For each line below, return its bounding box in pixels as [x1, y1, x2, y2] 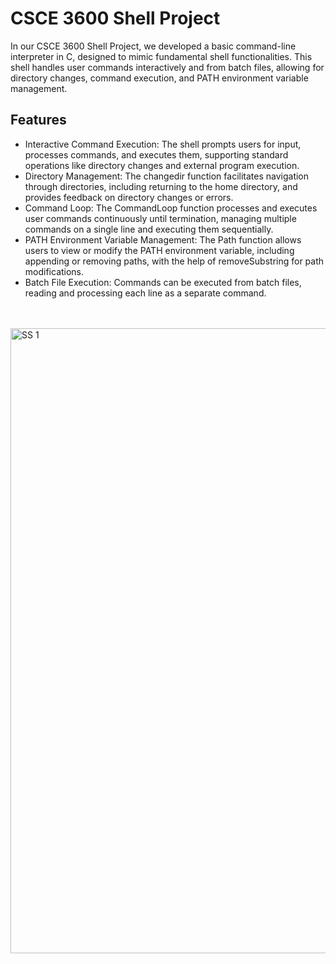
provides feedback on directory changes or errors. [24, 191, 234, 203]
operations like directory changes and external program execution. [24, 159, 300, 171]
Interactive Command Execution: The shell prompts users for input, [24, 138, 302, 150]
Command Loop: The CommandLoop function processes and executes [24, 202, 318, 214]
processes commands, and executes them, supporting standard [24, 148, 289, 161]
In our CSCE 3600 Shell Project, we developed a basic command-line [10, 40, 297, 52]
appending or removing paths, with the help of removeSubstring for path [24, 255, 325, 267]
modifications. [24, 265, 85, 277]
